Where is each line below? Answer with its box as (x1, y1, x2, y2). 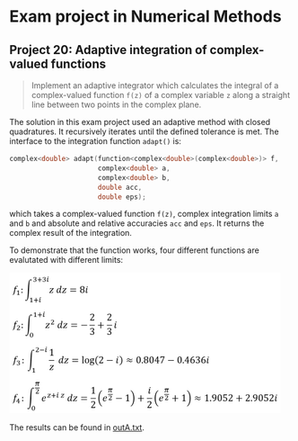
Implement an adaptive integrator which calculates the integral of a (31, 80, 279, 91)
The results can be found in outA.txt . (9, 422, 145, 433)
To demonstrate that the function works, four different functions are (9, 245, 260, 256)
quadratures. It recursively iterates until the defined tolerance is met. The (9, 126, 280, 137)
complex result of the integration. (9, 228, 133, 238)
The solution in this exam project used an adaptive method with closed (9, 117, 271, 127)
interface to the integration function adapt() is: (9, 136, 182, 146)
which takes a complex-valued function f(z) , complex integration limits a (9, 209, 279, 220)
